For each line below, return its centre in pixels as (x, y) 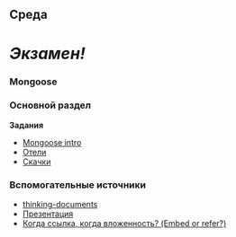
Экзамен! (47, 53)
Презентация (48, 214)
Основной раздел (50, 105)
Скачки (36, 162)
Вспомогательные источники (78, 185)
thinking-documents (60, 205)
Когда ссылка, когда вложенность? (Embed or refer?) (124, 224)
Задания (27, 125)
